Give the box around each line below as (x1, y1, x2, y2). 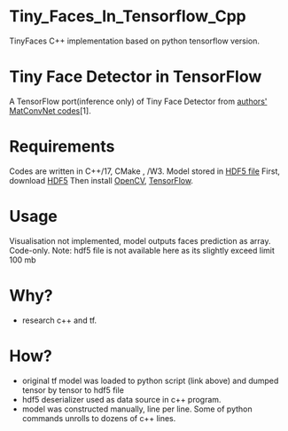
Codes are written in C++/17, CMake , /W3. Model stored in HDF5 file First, (9, 166, 281, 176)
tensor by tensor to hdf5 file (21, 384, 124, 396)
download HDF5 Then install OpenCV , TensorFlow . (9, 175, 193, 185)
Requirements (9, 137, 115, 157)
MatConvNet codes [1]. (9, 105, 91, 116)
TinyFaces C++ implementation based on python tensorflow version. (9, 35, 260, 46)
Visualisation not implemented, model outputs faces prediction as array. (9, 235, 271, 246)
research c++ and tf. (21, 315, 97, 325)
